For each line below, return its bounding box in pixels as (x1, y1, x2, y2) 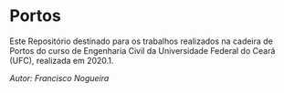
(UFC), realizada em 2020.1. (9, 55, 114, 66)
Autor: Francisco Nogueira (9, 72, 110, 83)
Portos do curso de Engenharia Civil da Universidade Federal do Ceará (9, 45, 276, 56)
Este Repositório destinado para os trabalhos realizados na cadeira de (9, 36, 274, 46)
